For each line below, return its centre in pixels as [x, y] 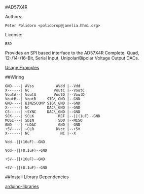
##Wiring [15, 77]
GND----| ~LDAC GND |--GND [43, 125]
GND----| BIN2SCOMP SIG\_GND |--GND [43, 103]
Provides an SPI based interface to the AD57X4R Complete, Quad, [72, 53]
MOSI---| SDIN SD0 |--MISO [44, 120]
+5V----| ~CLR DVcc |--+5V [43, 129]
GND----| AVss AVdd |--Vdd [43, 86]
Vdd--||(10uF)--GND [25, 142]
